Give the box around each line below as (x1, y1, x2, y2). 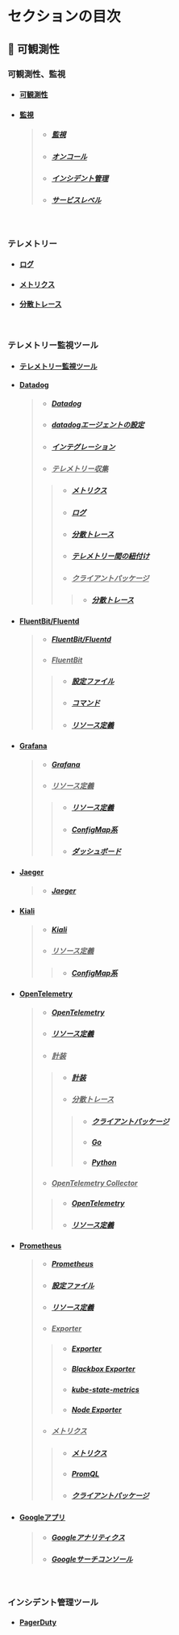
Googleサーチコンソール (51, 1554, 133, 1564)
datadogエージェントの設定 (51, 420, 144, 430)
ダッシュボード (71, 847, 122, 856)
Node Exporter (71, 1405, 122, 1414)
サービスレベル (51, 195, 102, 205)
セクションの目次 (7, 7, 122, 26)
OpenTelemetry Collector (51, 1178, 138, 1187)
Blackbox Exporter (71, 1364, 136, 1374)
